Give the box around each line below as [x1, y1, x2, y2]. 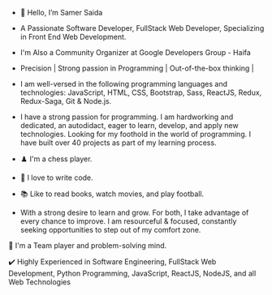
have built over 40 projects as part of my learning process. [19, 138, 217, 147]
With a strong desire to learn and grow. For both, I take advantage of [19, 207, 249, 217]
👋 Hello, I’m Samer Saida [19, 8, 103, 17]
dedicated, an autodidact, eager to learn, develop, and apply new [19, 121, 239, 130]
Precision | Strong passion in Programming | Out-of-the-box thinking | [19, 63, 254, 73]
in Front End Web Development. [19, 32, 127, 41]
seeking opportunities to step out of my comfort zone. [19, 225, 201, 234]
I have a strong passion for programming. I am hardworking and [19, 112, 234, 122]
